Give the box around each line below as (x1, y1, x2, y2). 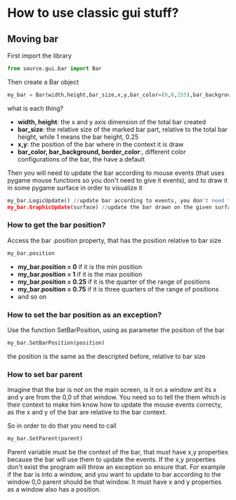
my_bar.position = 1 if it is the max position (17, 270, 143, 278)
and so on (17, 292, 47, 301)
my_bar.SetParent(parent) (7, 435, 83, 442)
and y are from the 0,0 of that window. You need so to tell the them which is (7, 393, 226, 402)
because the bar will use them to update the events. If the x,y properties (7, 455, 216, 464)
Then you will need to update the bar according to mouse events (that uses (7, 169, 225, 177)
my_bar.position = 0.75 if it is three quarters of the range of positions (17, 284, 219, 293)
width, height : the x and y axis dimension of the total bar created (17, 117, 206, 126)
